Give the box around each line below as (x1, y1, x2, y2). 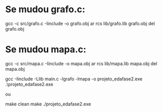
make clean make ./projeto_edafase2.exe (5, 101, 91, 107)
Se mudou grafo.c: (5, 4, 85, 15)
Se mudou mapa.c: (5, 44, 86, 55)
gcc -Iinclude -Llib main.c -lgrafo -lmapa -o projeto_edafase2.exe (5, 75, 143, 82)
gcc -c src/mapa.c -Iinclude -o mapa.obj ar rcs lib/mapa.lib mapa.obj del (5, 60, 157, 67)
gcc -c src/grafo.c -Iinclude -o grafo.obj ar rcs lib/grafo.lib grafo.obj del (5, 20, 155, 26)
